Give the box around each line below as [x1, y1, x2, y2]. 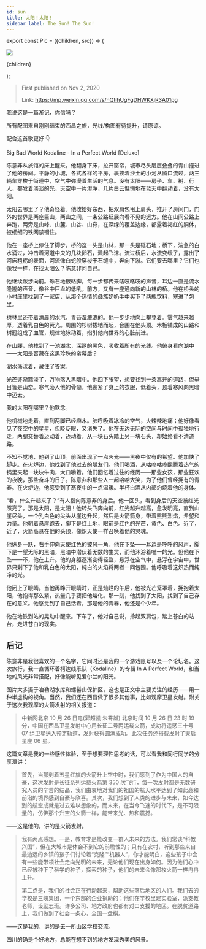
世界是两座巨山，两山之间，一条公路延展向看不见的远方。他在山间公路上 [17, 213, 200, 221]
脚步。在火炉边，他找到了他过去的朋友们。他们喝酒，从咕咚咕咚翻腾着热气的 [6, 461, 200, 468]
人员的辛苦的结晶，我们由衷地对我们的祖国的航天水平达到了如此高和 [26, 786, 199, 794]
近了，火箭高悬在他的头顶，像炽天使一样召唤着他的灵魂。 [6, 528, 151, 535]
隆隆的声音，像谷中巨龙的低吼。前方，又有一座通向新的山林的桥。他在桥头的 [6, 285, 200, 293]
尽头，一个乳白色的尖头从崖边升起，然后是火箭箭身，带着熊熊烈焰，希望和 [11, 512, 200, 520]
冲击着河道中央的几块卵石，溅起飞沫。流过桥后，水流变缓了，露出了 [27, 249, 200, 256]
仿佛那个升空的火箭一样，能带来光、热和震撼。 [37, 809, 156, 816]
